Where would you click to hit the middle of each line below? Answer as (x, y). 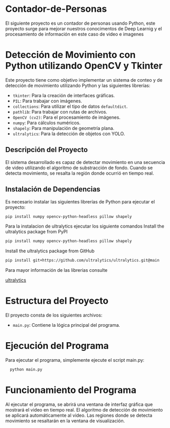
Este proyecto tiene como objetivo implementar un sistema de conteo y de (84, 80)
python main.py (26, 369)
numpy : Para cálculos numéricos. (46, 123)
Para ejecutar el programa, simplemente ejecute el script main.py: (75, 360)
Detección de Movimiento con (71, 55)
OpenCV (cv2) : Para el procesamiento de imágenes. (67, 117)
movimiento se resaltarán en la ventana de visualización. (65, 421)
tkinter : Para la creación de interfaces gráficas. (64, 95)
